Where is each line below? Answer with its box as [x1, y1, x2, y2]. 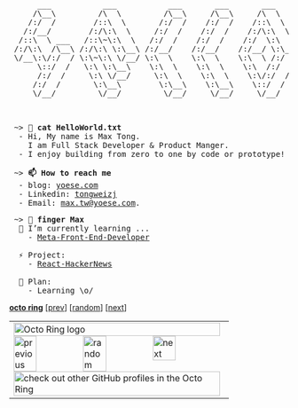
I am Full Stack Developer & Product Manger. [27, 140, 230, 150]
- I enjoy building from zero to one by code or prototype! [18, 149, 286, 159]
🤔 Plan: [18, 277, 51, 286]
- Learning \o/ [27, 286, 94, 295]
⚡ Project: [18, 250, 67, 260]
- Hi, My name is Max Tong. [18, 131, 141, 141]
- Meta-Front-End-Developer [27, 232, 150, 242]
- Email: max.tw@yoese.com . [18, 198, 141, 208]
